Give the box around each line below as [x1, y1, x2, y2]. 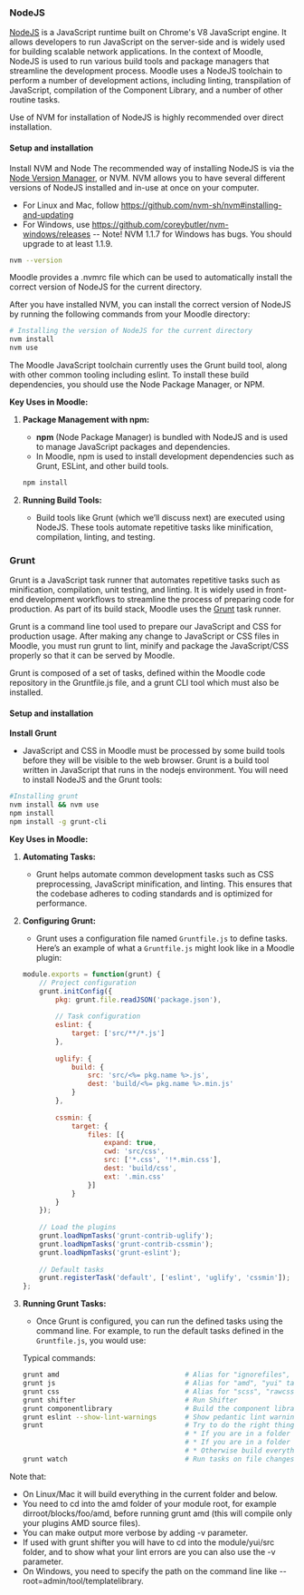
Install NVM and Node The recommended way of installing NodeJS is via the [9, 162, 295, 173]
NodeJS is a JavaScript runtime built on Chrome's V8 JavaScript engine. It [9, 27, 287, 38]
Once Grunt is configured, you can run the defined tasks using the [35, 1316, 283, 1326]
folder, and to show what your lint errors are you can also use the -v [22, 1546, 276, 1557]
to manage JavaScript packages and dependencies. [35, 442, 231, 452]
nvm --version [9, 256, 63, 265]
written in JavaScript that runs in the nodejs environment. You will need [22, 765, 289, 776]
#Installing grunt [9, 792, 79, 801]
